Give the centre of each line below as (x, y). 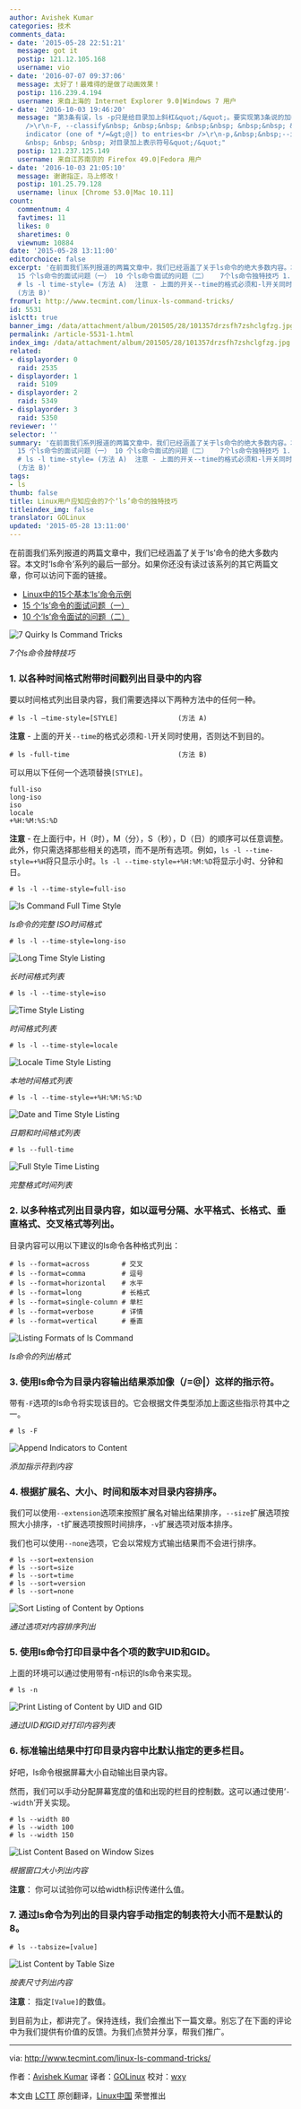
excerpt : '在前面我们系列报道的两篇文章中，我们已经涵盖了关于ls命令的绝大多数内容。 (150, 268)
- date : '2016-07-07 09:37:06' (68, 76)
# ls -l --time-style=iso (57, 994)
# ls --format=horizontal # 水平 (76, 1283)
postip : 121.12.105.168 (61, 59)
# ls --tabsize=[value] (54, 1948)
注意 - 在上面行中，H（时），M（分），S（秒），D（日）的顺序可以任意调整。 (149, 838)
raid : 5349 (38, 401)
